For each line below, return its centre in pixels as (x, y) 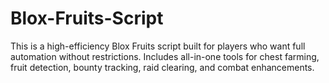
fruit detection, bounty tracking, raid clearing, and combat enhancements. (162, 67)
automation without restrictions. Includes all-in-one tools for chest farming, (165, 56)
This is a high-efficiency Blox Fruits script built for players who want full (158, 46)
